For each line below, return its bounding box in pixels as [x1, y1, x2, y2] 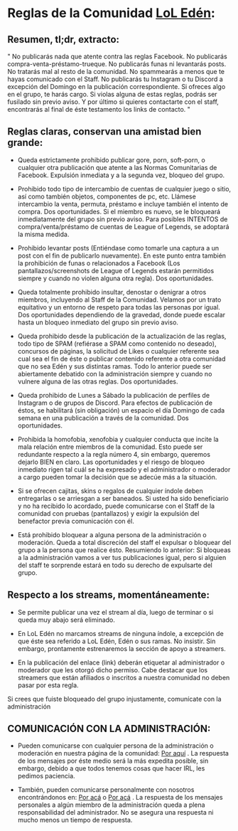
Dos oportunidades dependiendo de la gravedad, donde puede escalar [17, 310, 226, 319]
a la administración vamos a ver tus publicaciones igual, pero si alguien [17, 553, 227, 561]
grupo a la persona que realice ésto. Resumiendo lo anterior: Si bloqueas [17, 546, 231, 554]
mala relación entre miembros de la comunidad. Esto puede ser [17, 443, 203, 451]
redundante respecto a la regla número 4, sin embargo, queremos [17, 450, 211, 458]
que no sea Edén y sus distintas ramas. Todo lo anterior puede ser [17, 361, 212, 371]
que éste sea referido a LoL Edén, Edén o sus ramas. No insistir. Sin [17, 637, 216, 645]
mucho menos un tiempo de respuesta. [17, 816, 133, 825]
